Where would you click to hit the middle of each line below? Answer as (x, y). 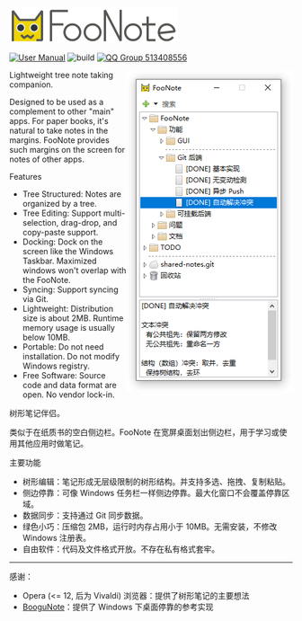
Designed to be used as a (57, 102)
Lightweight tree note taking (62, 75)
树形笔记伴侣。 (37, 413)
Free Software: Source (64, 375)
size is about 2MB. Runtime (73, 318)
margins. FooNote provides (59, 140)
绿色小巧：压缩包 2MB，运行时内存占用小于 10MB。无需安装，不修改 (150, 527)
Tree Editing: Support (62, 213)
